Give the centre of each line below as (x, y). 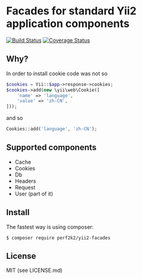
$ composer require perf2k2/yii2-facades (58, 238)
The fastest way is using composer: (50, 227)
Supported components (51, 148)
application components (68, 24)
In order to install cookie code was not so (57, 73)
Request (25, 187)
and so (15, 118)
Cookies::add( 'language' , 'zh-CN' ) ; (52, 129)
